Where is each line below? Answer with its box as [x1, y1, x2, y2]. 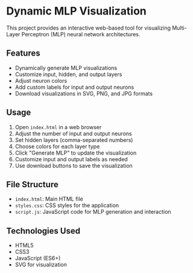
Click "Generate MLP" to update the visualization [14, 149, 137, 156]
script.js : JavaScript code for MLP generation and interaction [14, 208, 171, 216]
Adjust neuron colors [14, 77, 68, 84]
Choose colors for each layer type [14, 143, 100, 150]
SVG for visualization [14, 261, 68, 268]
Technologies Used [6, 225, 80, 236]
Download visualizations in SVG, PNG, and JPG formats [14, 89, 153, 97]
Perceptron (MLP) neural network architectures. [21, 30, 141, 37]
